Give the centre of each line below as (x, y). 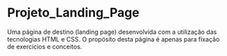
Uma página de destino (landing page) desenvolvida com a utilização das (112, 32)
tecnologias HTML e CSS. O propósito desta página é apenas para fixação (113, 39)
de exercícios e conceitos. (45, 46)
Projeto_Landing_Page (74, 13)
